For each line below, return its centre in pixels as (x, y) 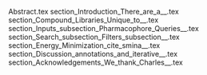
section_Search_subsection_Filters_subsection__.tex (94, 37)
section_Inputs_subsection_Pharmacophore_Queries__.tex (104, 28)
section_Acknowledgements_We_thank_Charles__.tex (96, 62)
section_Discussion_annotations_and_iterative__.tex (93, 54)
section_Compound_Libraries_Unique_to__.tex (84, 20)
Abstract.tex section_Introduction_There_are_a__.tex (94, 12)
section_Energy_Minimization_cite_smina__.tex (84, 45)
